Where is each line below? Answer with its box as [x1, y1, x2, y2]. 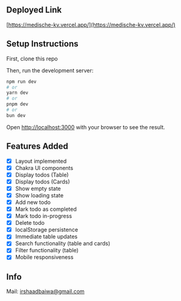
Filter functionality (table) [15, 247, 79, 254]
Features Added [6, 141, 69, 152]
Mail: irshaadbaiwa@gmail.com [6, 288, 85, 295]
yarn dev [6, 90, 29, 96]
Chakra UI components [15, 164, 74, 171]
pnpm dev [6, 101, 29, 107]
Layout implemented [15, 157, 67, 165]
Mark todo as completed [15, 205, 77, 213]
